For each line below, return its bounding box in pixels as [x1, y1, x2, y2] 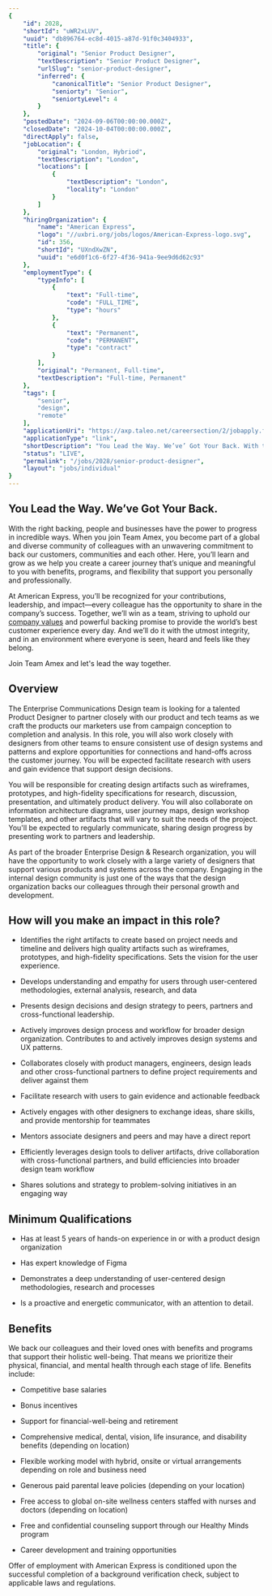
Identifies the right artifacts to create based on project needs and [19, 935, 238, 945]
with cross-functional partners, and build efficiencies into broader [19, 1155, 240, 1165]
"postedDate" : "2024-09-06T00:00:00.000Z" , [23, 118, 172, 126]
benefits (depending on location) [19, 1441, 130, 1451]
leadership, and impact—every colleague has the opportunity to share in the [8, 600, 262, 609]
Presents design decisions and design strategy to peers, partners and [19, 1001, 253, 1011]
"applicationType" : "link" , [23, 434, 117, 442]
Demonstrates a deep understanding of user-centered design [19, 1274, 226, 1284]
